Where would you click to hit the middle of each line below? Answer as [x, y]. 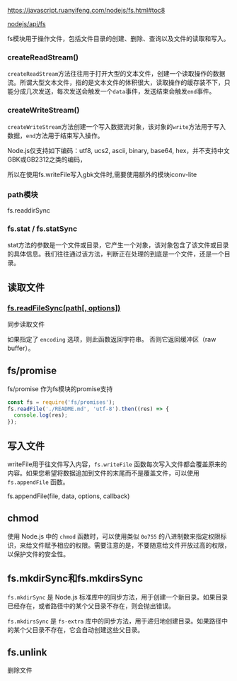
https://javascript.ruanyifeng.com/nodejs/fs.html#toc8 [86, 10]
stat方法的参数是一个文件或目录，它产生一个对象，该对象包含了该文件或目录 [118, 245]
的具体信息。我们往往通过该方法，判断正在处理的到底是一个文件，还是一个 [116, 254]
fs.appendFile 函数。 [38, 482]
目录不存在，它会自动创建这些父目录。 [87, 629]
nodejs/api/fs [27, 24]
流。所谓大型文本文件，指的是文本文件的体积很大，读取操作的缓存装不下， [116, 83]
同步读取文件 [26, 324]
